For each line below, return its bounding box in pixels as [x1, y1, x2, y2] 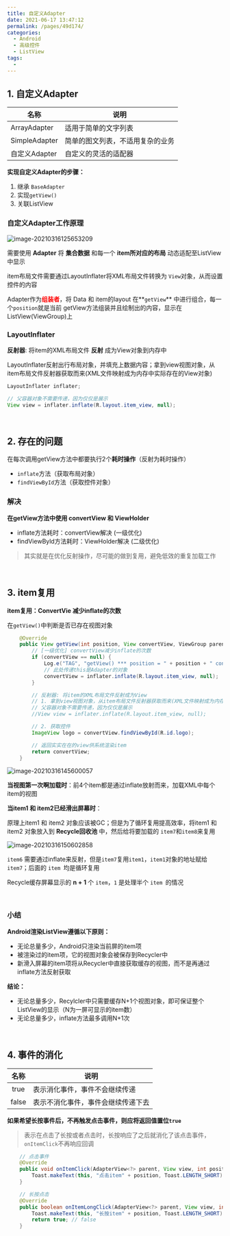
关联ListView [16, 199, 53, 208]
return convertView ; [31, 748, 90, 755]
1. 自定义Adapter [7, 88, 79, 100]
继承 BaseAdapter [16, 182, 65, 191]
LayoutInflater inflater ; [7, 383, 81, 390]
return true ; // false [31, 1216, 97, 1224]
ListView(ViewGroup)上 [7, 312, 73, 320]
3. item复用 [7, 587, 55, 598]
